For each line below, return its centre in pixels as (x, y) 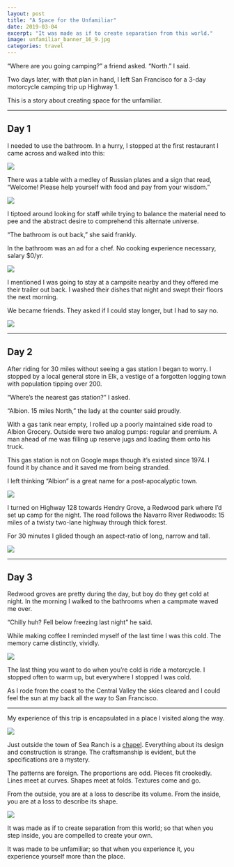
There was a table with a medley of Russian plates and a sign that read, (110, 179)
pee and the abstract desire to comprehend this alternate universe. (103, 221)
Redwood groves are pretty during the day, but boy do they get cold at (108, 594)
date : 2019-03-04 (32, 27)
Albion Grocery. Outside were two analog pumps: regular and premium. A (112, 431)
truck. (16, 446)
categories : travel (36, 46)
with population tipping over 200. (55, 384)
